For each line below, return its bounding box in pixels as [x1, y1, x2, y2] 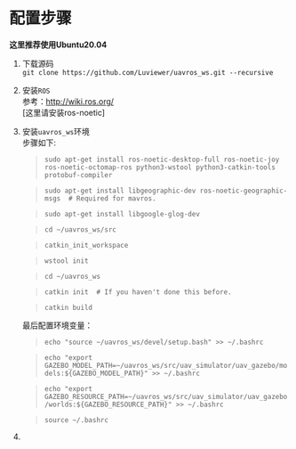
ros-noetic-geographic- [199, 186, 288, 195]
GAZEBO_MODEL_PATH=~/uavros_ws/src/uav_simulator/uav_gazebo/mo [44, 361, 288, 370]
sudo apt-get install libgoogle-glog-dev [44, 209, 200, 218]
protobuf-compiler [44, 170, 113, 179]
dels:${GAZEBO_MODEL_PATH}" [44, 369, 148, 378]
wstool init [44, 256, 89, 265]
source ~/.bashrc [44, 415, 109, 424]
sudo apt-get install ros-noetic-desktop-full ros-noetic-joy [44, 155, 280, 164]
